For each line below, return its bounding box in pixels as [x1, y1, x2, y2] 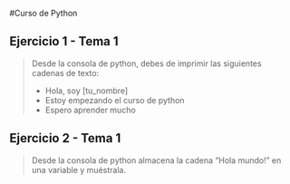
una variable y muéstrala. [31, 164, 127, 175]
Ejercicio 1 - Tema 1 [9, 34, 120, 49]
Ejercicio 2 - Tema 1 [9, 131, 121, 146]
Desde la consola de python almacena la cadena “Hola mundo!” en [31, 154, 282, 166]
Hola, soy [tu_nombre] [44, 85, 129, 96]
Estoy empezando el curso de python [44, 94, 185, 105]
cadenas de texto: [31, 67, 100, 78]
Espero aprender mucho [44, 104, 136, 115]
